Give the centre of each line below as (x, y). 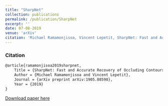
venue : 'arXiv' (21, 33)
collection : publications (32, 14)
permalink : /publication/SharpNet (41, 19)
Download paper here (27, 98)
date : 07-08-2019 (23, 28)
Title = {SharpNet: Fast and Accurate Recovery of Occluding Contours (89, 70)
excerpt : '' (17, 24)
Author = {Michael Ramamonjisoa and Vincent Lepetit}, (72, 75)
